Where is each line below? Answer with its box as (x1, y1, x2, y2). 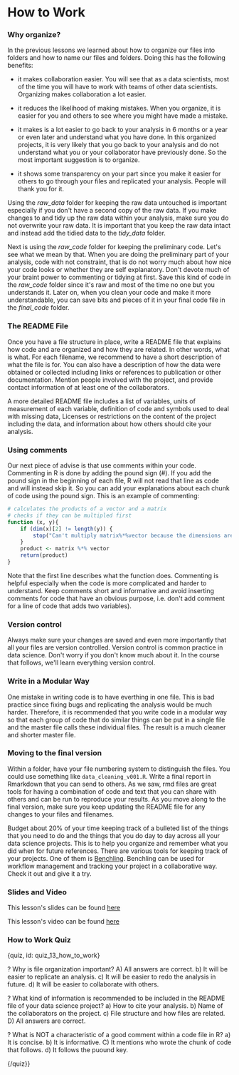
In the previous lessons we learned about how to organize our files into (7, 46, 216, 54)
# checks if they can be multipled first (7, 512, 132, 519)
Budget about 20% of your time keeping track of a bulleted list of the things (7, 824, 229, 832)
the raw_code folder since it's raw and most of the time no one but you (7, 281, 216, 289)
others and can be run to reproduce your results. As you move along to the (7, 794, 226, 803)
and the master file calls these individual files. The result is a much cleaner (7, 722, 226, 732)
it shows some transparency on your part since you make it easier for (17, 169, 221, 178)
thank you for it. (17, 185, 64, 193)
